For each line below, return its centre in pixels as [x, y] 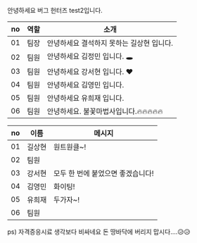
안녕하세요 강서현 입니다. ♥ [90, 71]
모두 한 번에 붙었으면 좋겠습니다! [103, 173]
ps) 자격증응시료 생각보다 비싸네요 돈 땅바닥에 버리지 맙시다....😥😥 [99, 232]
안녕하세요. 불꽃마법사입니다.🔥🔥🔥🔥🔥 [105, 111]
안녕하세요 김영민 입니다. [85, 85]
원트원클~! [70, 147]
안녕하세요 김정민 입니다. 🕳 [90, 56]
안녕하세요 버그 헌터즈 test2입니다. [55, 10]
